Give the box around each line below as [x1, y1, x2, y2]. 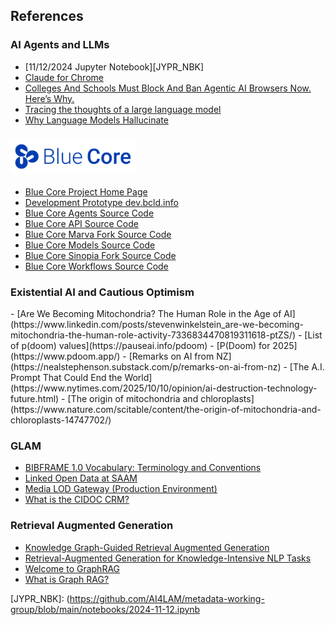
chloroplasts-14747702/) [10, 414, 112, 426]
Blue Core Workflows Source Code [24, 260, 169, 272]
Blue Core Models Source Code [24, 239, 156, 251]
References [10, 8, 84, 25]
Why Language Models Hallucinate [24, 114, 169, 126]
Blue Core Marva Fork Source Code [24, 228, 172, 240]
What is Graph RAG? [24, 573, 110, 585]
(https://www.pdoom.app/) [10, 350, 121, 363]
